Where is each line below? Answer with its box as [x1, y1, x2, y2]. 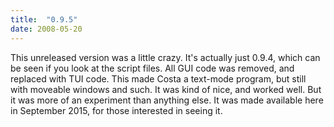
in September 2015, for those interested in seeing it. [10, 104, 223, 116]
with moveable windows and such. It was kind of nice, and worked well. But [10, 83, 322, 95]
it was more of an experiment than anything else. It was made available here [10, 94, 324, 106]
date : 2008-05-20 [10, 24, 83, 34]
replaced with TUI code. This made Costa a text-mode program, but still [10, 72, 307, 85]
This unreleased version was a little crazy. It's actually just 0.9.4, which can [10, 51, 321, 63]
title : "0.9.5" [10, 14, 78, 25]
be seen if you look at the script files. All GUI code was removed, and [10, 62, 295, 74]
